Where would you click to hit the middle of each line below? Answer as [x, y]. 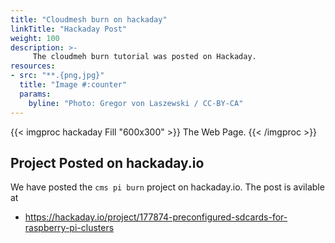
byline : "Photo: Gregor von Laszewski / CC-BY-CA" [136, 103]
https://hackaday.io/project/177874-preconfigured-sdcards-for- [156, 217]
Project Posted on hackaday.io [107, 162]
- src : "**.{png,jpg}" [57, 76]
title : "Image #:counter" [73, 85]
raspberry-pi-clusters [69, 228]
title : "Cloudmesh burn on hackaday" [89, 19]
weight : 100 [35, 38]
